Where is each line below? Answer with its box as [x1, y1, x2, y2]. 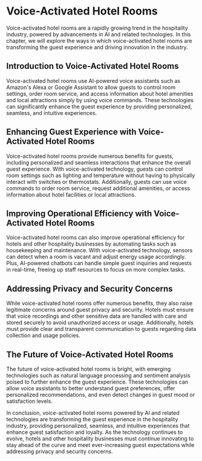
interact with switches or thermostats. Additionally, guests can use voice [6, 178, 187, 185]
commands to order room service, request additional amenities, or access [6, 185, 191, 192]
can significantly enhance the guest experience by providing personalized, [6, 103, 192, 110]
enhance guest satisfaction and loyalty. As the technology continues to [6, 428, 183, 436]
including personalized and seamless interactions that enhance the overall [6, 159, 192, 166]
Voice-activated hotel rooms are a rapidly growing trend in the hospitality [6, 24, 189, 31]
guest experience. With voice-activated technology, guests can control [6, 165, 183, 172]
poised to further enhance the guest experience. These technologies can [6, 378, 189, 385]
